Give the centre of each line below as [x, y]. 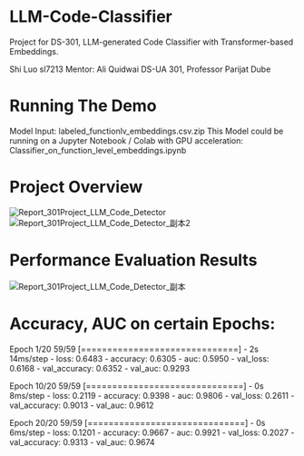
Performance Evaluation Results [133, 260]
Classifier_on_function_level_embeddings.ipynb [98, 150]
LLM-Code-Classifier [91, 17]
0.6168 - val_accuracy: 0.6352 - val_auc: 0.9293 [100, 368]
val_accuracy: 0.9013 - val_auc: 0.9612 [82, 405]
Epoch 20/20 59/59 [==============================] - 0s [137, 422]
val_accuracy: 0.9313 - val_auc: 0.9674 [83, 441]
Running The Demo [83, 106]
